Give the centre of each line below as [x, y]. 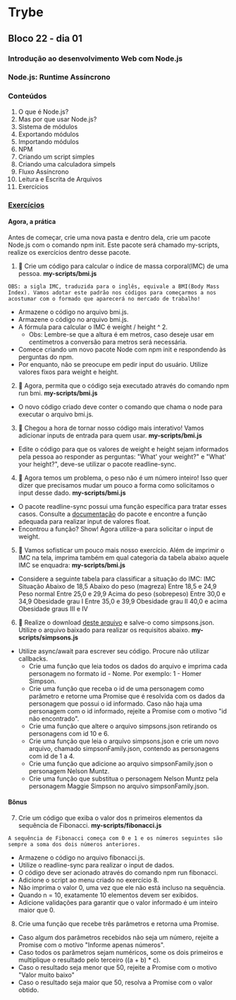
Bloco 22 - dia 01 [45, 38]
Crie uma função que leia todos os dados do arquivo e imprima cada [128, 666]
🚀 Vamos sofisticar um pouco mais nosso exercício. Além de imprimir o [121, 550]
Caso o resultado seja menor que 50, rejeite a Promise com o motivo [118, 968]
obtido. [29, 990]
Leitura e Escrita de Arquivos [60, 179]
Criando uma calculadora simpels [67, 164]
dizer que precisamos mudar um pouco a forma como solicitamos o [116, 485]
